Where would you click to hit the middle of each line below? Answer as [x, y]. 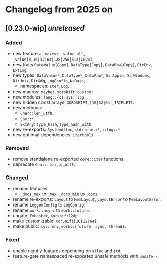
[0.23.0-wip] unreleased [45, 28]
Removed [17, 148]
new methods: [28, 107]
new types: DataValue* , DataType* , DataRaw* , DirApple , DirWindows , [81, 75]
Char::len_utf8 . [37, 113]
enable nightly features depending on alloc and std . [67, 251]
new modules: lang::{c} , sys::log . [49, 97]
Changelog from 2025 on [59, 9]
